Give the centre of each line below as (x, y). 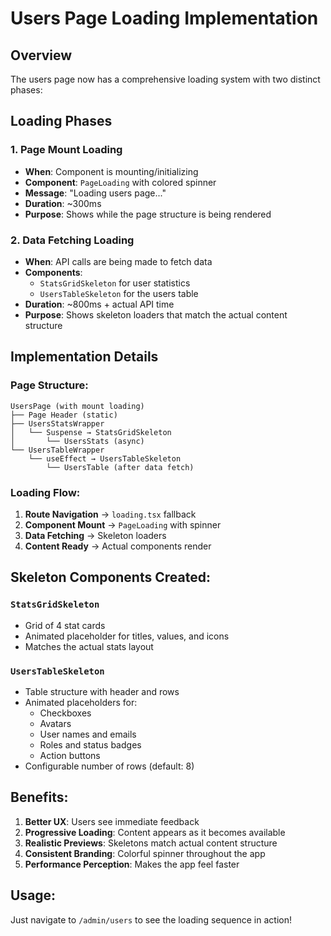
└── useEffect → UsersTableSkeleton (105, 458)
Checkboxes (65, 713)
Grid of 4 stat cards (65, 625)
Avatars (55, 723)
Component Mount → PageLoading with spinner (123, 524)
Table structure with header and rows (102, 691)
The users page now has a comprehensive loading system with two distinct (165, 79)
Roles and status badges (90, 744)
